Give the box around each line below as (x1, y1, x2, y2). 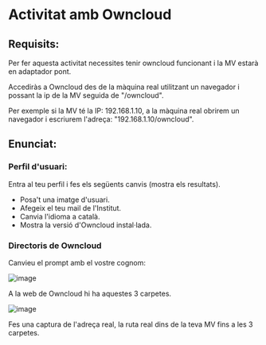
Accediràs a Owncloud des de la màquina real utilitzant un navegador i (8, 82, 241, 91)
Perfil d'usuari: (8, 161, 68, 172)
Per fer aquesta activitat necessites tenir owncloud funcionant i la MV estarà (8, 58, 259, 68)
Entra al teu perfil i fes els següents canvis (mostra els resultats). (8, 179, 221, 188)
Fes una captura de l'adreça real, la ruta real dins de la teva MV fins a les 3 (8, 320, 253, 329)
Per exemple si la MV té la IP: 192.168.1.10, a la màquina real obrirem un (8, 106, 241, 115)
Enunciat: (8, 138, 57, 151)
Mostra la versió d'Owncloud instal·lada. (19, 220, 152, 230)
